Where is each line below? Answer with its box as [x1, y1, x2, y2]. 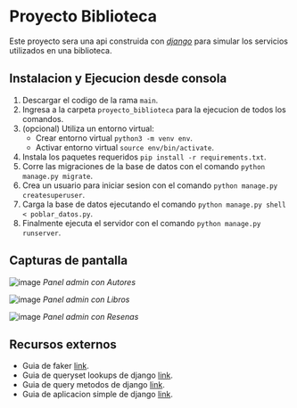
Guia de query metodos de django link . [21, 379, 165, 390]
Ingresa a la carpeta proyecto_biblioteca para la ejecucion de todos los [21, 104, 287, 115]
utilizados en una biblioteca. [9, 45, 112, 55]
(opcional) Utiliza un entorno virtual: [21, 123, 154, 134]
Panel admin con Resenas [43, 311, 139, 322]
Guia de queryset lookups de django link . [21, 370, 174, 380]
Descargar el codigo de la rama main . [21, 94, 159, 105]
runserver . [21, 227, 62, 238]
